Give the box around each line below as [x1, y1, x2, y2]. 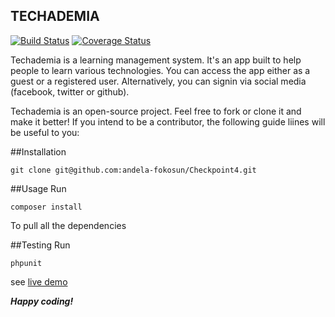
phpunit [10, 258, 43, 268]
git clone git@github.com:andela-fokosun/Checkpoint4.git [10, 165, 257, 175]
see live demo [10, 275, 68, 288]
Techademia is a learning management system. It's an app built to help [10, 54, 302, 66]
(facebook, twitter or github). [10, 85, 130, 98]
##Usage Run [10, 182, 67, 194]
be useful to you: [10, 126, 80, 138]
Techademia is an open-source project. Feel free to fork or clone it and [10, 105, 302, 117]
